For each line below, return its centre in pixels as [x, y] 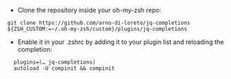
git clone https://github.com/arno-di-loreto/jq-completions [99, 23]
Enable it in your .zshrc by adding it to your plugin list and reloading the [120, 42]
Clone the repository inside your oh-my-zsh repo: [89, 10]
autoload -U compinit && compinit [64, 69]
